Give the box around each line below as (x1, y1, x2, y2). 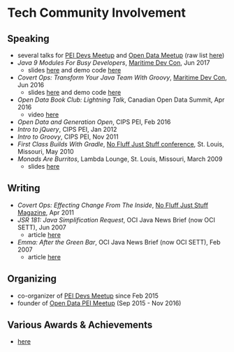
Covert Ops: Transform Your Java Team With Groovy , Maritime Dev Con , (17, 73, 227, 82)
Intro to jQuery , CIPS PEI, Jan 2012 (17, 125, 117, 133)
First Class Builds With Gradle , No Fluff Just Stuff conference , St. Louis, (17, 140, 225, 148)
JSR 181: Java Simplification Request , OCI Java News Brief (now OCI (17, 215, 215, 224)
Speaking (7, 33, 50, 45)
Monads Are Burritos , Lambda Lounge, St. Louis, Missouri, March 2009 (17, 155, 223, 163)
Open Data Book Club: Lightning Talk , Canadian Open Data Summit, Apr (17, 95, 225, 104)
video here (27, 110, 59, 118)
